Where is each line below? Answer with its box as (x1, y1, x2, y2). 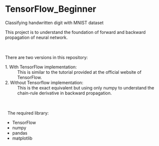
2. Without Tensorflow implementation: (5, 80, 84, 86)
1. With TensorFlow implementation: (5, 64, 77, 70)
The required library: (7, 110, 49, 116)
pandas (12, 130, 28, 136)
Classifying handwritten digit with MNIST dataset (5, 20, 104, 26)
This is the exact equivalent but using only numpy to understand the (17, 85, 155, 90)
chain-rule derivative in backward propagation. (17, 90, 112, 96)
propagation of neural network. (5, 34, 68, 40)
